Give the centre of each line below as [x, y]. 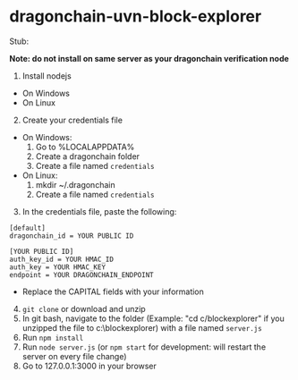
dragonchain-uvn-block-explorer [136, 17]
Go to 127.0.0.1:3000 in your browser [89, 366]
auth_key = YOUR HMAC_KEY [57, 267]
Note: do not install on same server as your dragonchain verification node [149, 58]
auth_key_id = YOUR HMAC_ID [62, 259]
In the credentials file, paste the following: [99, 211]
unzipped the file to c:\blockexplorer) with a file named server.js [142, 327]
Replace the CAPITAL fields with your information [113, 291]
